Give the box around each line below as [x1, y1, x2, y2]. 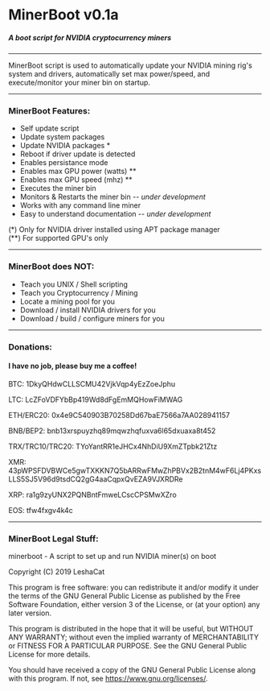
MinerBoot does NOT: [8, 261, 95, 272]
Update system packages [19, 132, 105, 142]
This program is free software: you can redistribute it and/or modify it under [8, 582, 259, 593]
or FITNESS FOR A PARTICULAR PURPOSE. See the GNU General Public [8, 641, 247, 651]
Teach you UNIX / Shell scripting [19, 279, 129, 289]
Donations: [8, 341, 52, 352]
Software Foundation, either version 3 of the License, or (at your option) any [8, 600, 260, 610]
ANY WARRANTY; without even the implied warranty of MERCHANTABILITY [8, 632, 260, 642]
